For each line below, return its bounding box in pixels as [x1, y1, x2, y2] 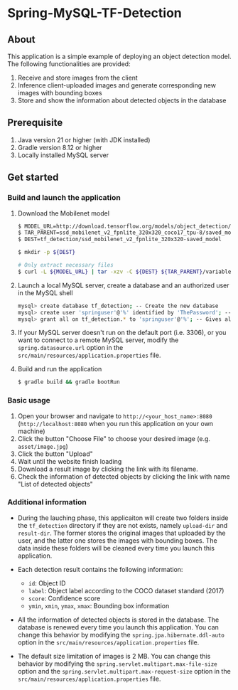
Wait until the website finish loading [17, 457, 122, 465]
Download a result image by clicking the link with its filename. [17, 465, 198, 473]
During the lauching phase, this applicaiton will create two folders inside [17, 514, 229, 522]
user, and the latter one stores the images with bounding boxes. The [17, 536, 218, 545]
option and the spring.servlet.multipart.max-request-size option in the [17, 667, 231, 675]
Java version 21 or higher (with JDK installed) [17, 135, 151, 144]
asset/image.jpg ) [17, 442, 69, 450]
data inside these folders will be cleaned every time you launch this [17, 543, 215, 552]
